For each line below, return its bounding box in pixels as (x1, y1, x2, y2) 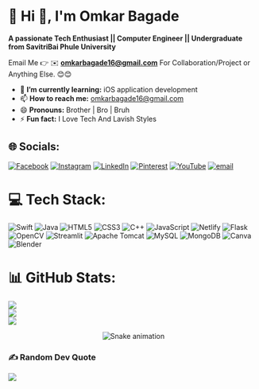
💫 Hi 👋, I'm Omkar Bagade (8, 7, 180, 25)
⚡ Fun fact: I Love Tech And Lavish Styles (19, 114, 157, 123)
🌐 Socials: (8, 140, 60, 154)
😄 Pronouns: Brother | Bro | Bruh (19, 105, 130, 115)
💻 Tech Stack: (8, 190, 106, 208)
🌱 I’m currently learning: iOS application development (19, 84, 199, 94)
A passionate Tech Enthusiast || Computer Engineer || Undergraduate (8, 33, 243, 43)
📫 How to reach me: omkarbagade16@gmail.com (19, 93, 184, 103)
